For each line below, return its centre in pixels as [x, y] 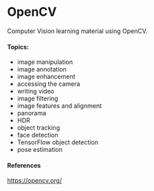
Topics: [18, 47]
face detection [37, 135]
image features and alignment [59, 106]
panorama [32, 113]
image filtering [37, 99]
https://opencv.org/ [34, 181]
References [24, 165]
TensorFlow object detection [57, 142]
